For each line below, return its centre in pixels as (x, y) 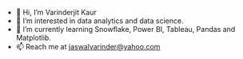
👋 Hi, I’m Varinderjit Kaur (56, 12)
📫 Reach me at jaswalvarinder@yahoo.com (88, 47)
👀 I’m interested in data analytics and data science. (100, 21)
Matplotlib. (34, 37)
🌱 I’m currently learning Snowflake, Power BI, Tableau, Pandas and (125, 29)
